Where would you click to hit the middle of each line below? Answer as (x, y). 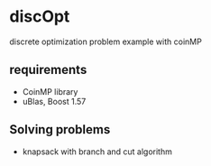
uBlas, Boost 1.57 (54, 101)
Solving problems (60, 129)
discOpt (40, 17)
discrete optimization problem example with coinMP (106, 41)
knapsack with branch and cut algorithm (97, 152)
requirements (48, 70)
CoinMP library (50, 91)
